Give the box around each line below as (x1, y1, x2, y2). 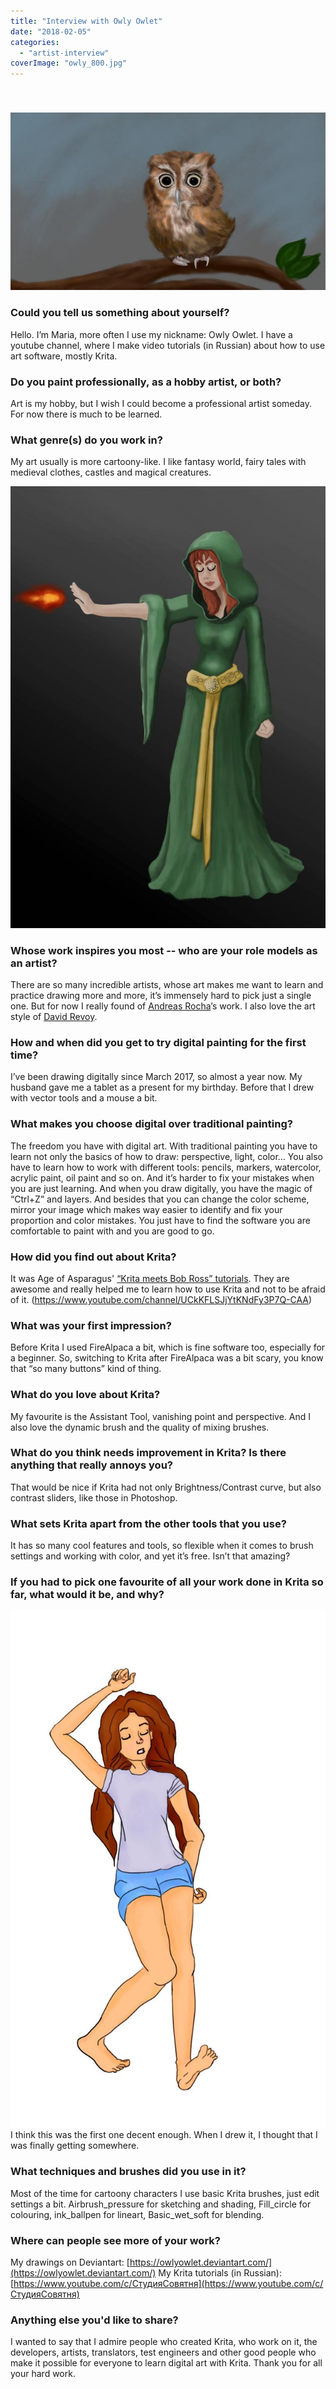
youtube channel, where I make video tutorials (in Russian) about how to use (10, 339, 326, 351)
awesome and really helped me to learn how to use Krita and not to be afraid (10, 1283, 326, 1295)
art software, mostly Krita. (10, 350, 118, 362)
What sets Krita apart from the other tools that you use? (10, 1516, 287, 1530)
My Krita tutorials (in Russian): (158, 2267, 282, 2279)
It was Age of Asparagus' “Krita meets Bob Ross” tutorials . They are (10, 1272, 290, 1284)
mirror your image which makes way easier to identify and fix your (10, 1203, 283, 1215)
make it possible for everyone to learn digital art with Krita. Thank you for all (10, 2357, 323, 2369)
